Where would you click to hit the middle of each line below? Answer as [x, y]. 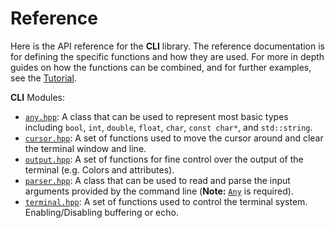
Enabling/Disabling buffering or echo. [101, 212]
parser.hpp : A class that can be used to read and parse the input [157, 180]
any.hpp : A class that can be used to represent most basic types [156, 116]
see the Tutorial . [43, 78]
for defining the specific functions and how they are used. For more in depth [167, 56]
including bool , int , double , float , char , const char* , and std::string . [168, 127]
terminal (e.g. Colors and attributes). [99, 169]
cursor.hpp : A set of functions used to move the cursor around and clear [174, 138]
